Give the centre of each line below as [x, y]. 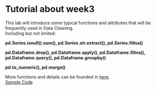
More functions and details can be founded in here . [58, 77]
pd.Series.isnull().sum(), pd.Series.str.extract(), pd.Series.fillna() [74, 43]
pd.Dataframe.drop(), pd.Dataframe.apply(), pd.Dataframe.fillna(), [75, 52]
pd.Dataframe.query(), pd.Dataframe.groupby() [56, 57]
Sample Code [19, 82]
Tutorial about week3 [50, 9]
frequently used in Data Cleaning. [39, 28]
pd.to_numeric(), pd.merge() [36, 67]
